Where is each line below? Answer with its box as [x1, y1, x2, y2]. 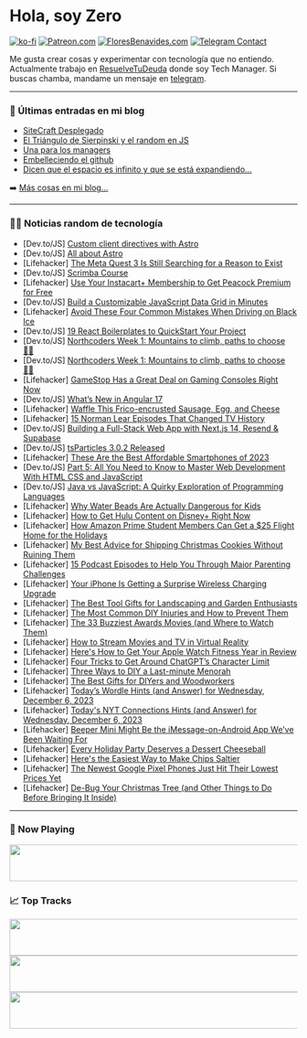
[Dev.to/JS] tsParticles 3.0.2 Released [22, 442, 165, 453]
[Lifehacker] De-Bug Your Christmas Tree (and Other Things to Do [22, 782, 272, 793]
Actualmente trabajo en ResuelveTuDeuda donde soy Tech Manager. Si [9, 63, 277, 74]
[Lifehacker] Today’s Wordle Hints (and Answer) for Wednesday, [22, 685, 265, 696]
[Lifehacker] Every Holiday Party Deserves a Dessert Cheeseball [22, 743, 267, 754]
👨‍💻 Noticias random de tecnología [9, 217, 164, 230]
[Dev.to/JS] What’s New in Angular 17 [22, 393, 163, 404]
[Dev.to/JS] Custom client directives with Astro [22, 238, 199, 249]
